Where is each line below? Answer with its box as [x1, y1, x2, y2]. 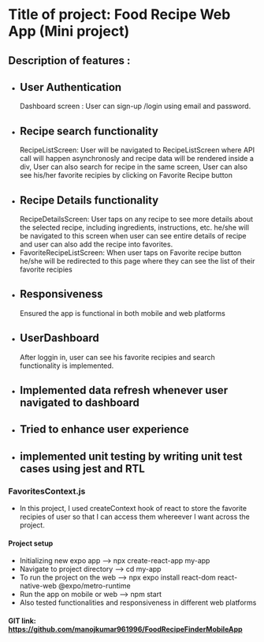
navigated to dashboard [19, 396, 140, 410]
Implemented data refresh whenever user [19, 384, 229, 397]
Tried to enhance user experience [19, 422, 189, 436]
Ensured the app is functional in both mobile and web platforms [19, 308, 226, 317]
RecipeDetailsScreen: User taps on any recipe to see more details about [19, 215, 254, 224]
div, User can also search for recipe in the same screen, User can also [19, 162, 248, 171]
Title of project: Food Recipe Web [8, 6, 231, 24]
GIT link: [8, 616, 37, 625]
